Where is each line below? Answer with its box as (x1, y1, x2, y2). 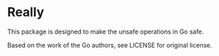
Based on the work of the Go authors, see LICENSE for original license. (7, 41, 213, 49)
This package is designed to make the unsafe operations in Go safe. (7, 27, 204, 36)
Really (7, 4, 44, 20)
